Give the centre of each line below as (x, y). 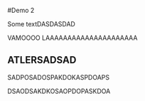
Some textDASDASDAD (42, 24)
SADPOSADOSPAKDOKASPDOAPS (59, 77)
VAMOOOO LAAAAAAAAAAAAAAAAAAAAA (72, 38)
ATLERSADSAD (42, 60)
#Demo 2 (21, 10)
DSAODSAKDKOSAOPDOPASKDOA (59, 91)
